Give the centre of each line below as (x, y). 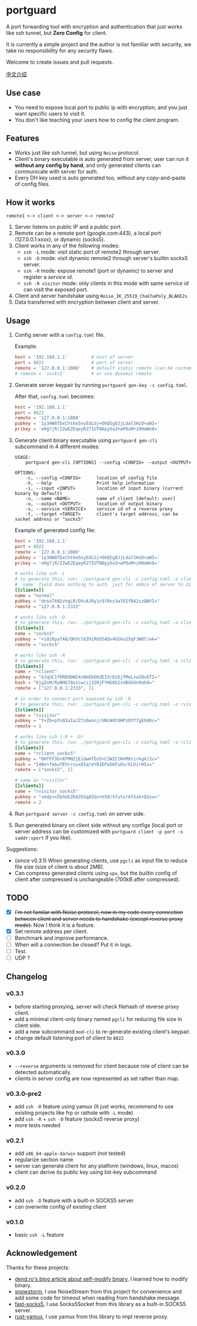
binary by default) (39, 494)
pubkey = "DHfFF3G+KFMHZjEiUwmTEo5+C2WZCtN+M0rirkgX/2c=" (87, 759)
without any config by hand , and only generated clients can (88, 165)
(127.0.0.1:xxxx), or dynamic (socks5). (60, 239)
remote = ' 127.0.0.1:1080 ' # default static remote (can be (94, 368)
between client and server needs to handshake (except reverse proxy (99, 918)
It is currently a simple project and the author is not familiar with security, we (99, 44)
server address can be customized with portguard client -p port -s (99, 831)
